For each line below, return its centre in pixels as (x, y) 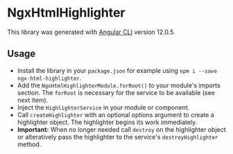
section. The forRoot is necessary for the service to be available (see (116, 92)
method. (29, 144)
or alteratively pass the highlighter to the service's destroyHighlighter (118, 137)
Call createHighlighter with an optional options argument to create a (116, 114)
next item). (33, 100)
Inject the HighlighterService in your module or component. (103, 107)
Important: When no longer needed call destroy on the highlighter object (122, 129)
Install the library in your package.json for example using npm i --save (117, 70)
